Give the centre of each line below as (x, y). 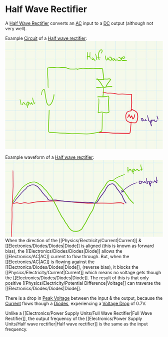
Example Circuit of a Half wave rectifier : (46, 38)
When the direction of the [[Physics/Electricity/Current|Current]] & (73, 241)
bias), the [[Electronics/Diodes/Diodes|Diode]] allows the (64, 251)
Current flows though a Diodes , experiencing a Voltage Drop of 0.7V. (76, 304)
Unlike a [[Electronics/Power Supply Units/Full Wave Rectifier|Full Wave (79, 313)
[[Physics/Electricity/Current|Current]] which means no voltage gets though (83, 273)
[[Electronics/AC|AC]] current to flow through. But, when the (67, 257)
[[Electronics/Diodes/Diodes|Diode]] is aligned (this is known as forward (79, 246)
